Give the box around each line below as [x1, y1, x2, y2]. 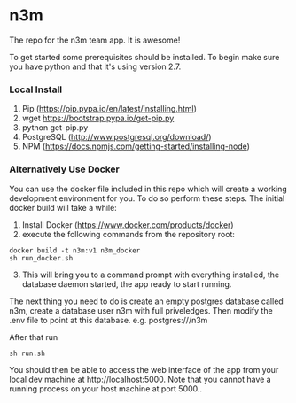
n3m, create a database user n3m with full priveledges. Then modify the [9, 305, 273, 315]
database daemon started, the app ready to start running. [21, 278, 232, 289]
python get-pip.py [21, 122, 89, 133]
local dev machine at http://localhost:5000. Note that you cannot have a [9, 374, 272, 384]
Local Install [9, 83, 63, 96]
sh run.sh [9, 349, 46, 358]
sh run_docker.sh [9, 253, 74, 262]
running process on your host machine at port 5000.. [9, 383, 202, 394]
